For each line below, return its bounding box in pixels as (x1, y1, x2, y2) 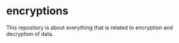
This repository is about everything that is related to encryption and (6, 24, 173, 31)
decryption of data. (6, 30, 54, 37)
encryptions (6, 4, 69, 18)
